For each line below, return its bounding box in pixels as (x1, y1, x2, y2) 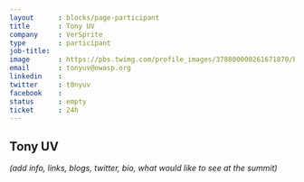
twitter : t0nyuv (9, 80, 91, 89)
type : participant (9, 38, 111, 48)
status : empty (9, 96, 88, 106)
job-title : (9, 47, 51, 56)
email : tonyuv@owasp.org (9, 64, 131, 73)
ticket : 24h (9, 105, 79, 114)
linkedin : (9, 72, 63, 81)
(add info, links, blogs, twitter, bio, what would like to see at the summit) (9, 163, 278, 174)
